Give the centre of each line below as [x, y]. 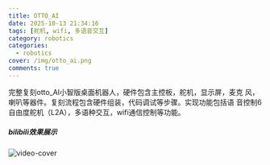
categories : [28, 46]
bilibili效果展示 [33, 132]
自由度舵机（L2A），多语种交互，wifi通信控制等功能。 [97, 112]
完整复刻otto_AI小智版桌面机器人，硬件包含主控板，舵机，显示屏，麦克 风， [134, 92]
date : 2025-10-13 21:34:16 [54, 23]
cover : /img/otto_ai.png [50, 61]
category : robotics [41, 38]
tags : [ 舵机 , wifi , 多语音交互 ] [58, 31]
